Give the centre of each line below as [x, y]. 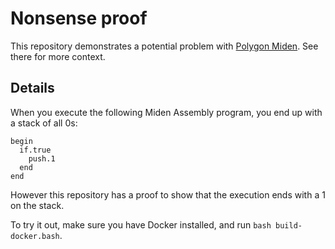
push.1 [42, 158]
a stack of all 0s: [44, 123]
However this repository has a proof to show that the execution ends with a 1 [168, 194]
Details [32, 88]
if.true [35, 150]
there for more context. [58, 56]
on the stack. [37, 205]
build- [288, 225]
